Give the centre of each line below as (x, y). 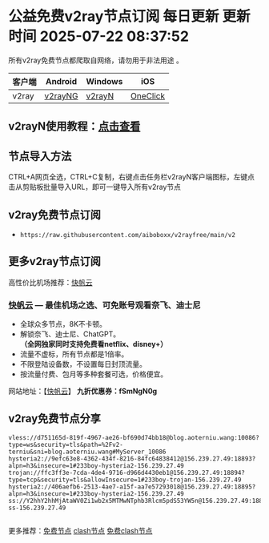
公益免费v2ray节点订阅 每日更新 (114, 16)
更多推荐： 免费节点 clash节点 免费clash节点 (80, 530)
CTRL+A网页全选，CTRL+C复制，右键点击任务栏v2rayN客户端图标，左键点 (131, 177)
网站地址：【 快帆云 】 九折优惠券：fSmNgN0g (83, 391)
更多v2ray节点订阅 (55, 261)
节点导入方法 (40, 156)
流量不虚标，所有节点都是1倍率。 (74, 354)
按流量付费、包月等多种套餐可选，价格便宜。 (94, 374)
